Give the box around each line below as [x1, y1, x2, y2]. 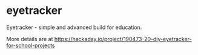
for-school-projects [6, 42, 55, 49]
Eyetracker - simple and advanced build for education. [6, 24, 142, 31]
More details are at [6, 35, 53, 42]
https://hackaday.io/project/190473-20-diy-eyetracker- [54, 35, 192, 42]
